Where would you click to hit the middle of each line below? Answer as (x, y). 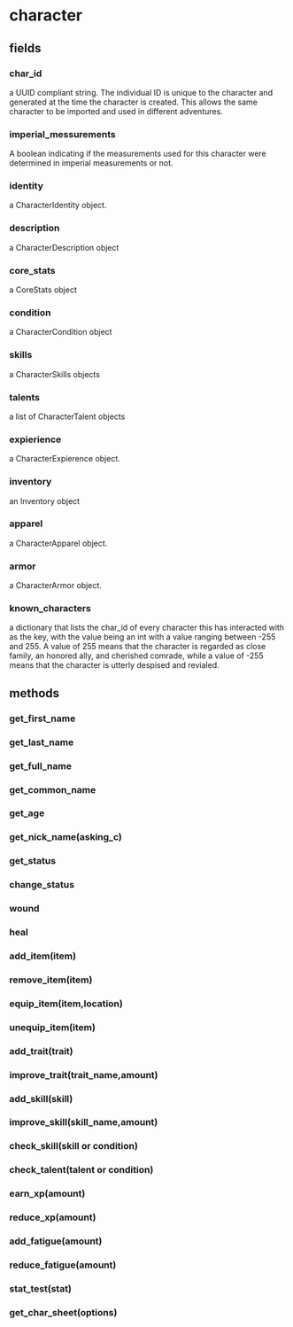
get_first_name (42, 718)
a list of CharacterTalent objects (67, 416)
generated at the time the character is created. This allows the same (134, 102)
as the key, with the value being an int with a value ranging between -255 (143, 637)
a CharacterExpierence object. (65, 459)
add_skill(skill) (41, 1098)
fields (25, 48)
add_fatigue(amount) (56, 1241)
